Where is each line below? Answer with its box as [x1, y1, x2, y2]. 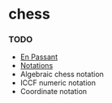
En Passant [19, 52, 58, 62]
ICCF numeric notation [19, 78, 96, 88]
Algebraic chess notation [19, 70, 104, 79]
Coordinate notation [19, 87, 88, 97]
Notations [19, 61, 54, 71]
